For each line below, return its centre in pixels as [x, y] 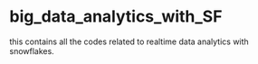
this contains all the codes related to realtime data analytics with [129, 41]
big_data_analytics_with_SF [116, 17]
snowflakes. [32, 50]
